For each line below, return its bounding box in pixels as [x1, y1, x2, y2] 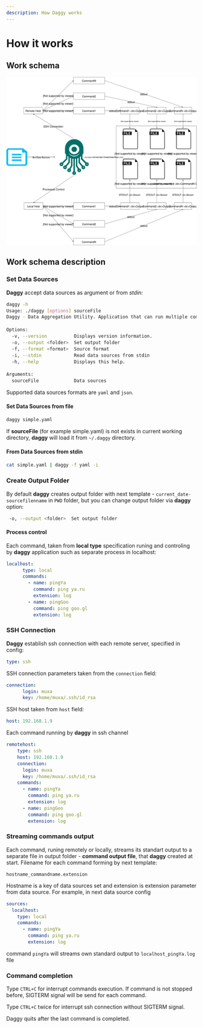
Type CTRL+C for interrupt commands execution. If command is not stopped [6, 985, 192, 992]
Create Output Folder [6, 476, 69, 485]
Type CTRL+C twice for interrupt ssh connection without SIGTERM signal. [6, 1003, 185, 1010]
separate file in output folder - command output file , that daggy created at [6, 852, 193, 859]
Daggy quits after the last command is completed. [6, 1015, 130, 1023]
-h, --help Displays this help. [11, 358, 126, 365]
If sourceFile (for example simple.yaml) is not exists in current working [6, 428, 182, 435]
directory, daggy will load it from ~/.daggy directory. [6, 434, 136, 441]
